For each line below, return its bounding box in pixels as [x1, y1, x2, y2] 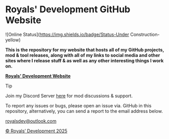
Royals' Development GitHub [5, 4, 131, 15]
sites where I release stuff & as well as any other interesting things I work [5, 57, 164, 63]
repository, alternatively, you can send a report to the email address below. [5, 108, 163, 114]
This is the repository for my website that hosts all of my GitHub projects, [5, 47, 164, 53]
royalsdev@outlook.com [5, 118, 57, 124]
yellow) [5, 37, 21, 43]
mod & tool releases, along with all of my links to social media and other [5, 52, 160, 58]
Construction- [130, 31, 160, 37]
